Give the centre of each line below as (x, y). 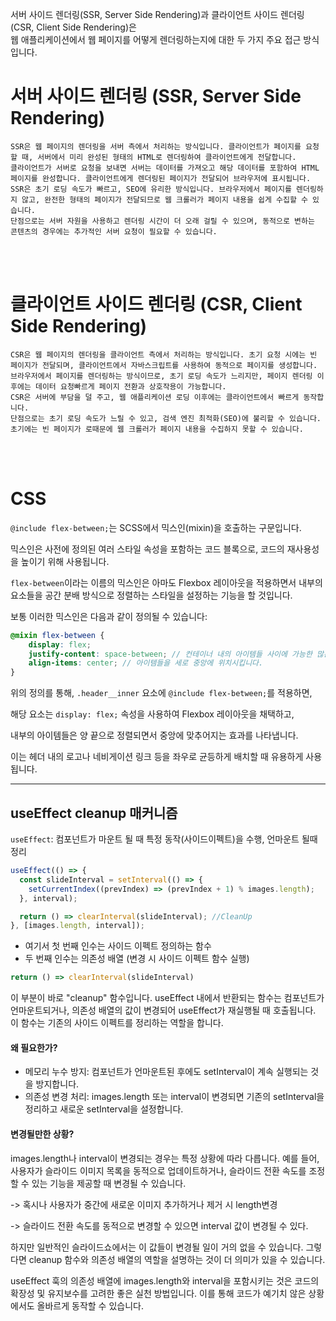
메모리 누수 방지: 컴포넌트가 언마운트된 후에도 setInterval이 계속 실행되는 (166, 1072)
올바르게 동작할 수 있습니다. (90, 1305)
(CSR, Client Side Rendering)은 (73, 27)
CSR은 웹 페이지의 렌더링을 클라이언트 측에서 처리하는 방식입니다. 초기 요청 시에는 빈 (164, 354)
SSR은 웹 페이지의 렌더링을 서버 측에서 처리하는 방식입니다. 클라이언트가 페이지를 (156, 146)
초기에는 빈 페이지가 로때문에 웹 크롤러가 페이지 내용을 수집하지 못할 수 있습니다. (157, 429)
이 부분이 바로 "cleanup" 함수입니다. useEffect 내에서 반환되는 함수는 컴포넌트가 (167, 998)
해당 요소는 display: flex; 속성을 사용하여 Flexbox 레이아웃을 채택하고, (152, 714)
